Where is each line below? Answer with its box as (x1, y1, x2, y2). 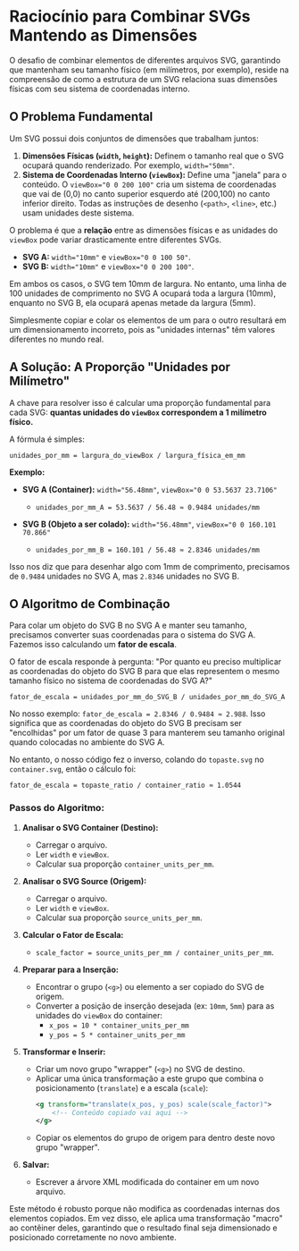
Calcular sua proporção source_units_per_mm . (35, 912, 203, 923)
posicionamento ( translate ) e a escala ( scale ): (35, 1082, 209, 1093)
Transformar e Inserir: (21, 1046, 106, 1057)
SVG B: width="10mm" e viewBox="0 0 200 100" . (21, 261, 195, 272)
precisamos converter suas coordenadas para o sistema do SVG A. (9, 630, 256, 640)
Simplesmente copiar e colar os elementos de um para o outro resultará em (9, 315, 287, 325)
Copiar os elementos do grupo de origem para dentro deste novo (35, 1133, 275, 1144)
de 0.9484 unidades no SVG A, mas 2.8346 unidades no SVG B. (9, 571, 239, 581)
